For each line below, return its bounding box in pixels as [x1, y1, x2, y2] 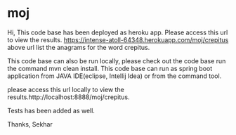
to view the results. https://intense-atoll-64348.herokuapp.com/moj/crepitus [7, 35, 229, 44]
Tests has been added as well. [7, 106, 95, 115]
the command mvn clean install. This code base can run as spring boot [7, 64, 213, 72]
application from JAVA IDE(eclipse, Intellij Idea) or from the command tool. [7, 72, 222, 80]
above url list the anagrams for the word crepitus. [7, 43, 150, 51]
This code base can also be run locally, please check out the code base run [7, 56, 226, 65]
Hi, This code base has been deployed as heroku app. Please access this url [7, 28, 228, 37]
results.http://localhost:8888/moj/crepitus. [7, 93, 130, 101]
